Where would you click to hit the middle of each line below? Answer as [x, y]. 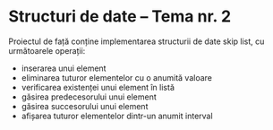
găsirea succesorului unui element [85, 106]
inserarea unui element [64, 68]
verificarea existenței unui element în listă [98, 87]
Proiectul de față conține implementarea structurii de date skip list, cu [136, 41]
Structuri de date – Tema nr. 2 [120, 17]
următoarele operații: [47, 50]
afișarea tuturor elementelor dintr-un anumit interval [117, 116]
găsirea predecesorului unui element [89, 97]
